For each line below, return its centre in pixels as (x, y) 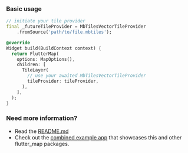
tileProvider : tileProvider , (63, 82)
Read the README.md (42, 131)
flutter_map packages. (42, 144)
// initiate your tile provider (46, 21)
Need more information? (42, 118)
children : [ (31, 65)
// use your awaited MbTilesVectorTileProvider (87, 76)
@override (18, 43)
